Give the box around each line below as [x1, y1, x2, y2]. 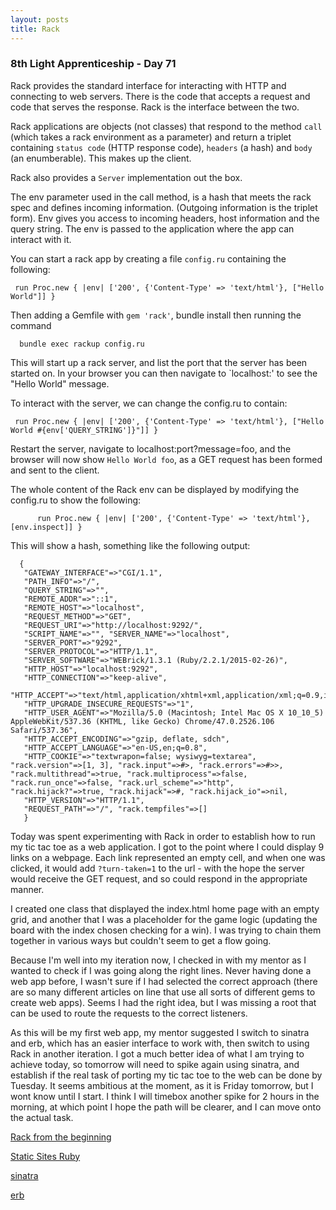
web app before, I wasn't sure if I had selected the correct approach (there [10, 975, 318, 987]
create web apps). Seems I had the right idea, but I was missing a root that [10, 996, 317, 1008]
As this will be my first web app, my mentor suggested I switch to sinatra [10, 1026, 310, 1038]
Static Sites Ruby [10, 1150, 81, 1162]
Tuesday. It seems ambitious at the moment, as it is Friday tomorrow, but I [10, 1079, 314, 1091]
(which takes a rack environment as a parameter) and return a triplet [10, 131, 292, 143]
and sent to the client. [10, 464, 100, 476]
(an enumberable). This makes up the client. [10, 152, 192, 164]
